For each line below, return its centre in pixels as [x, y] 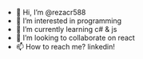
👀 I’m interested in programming [69, 21]
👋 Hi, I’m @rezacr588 [51, 12]
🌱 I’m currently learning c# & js [66, 29]
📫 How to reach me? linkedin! [66, 47]
